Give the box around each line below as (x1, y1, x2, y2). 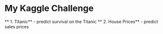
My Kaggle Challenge (4, 3, 94, 14)
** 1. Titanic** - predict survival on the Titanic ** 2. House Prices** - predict (4, 19, 159, 24)
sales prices (4, 23, 29, 29)
